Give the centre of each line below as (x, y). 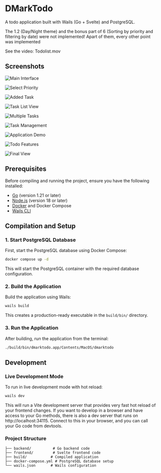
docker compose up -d (27, 259)
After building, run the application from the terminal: (57, 338)
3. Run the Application (32, 328)
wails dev (15, 396)
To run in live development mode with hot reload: (54, 387)
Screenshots (25, 66)
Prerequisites (26, 169)
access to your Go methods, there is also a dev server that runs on (72, 416)
